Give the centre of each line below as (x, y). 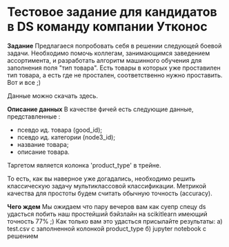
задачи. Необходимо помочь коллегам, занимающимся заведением (109, 53)
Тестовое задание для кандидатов (112, 12)
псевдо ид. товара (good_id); (60, 130)
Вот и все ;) (24, 82)
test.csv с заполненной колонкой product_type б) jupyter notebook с (107, 228)
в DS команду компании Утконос (108, 27)
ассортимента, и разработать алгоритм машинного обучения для (104, 60)
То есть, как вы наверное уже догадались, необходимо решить (101, 178)
